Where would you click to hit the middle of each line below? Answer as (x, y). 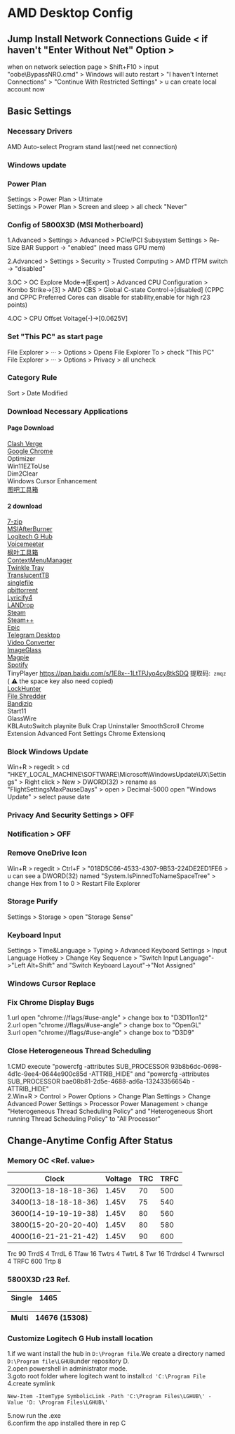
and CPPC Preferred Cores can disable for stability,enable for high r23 (109, 298)
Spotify (18, 665)
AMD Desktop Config (70, 13)
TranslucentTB (28, 576)
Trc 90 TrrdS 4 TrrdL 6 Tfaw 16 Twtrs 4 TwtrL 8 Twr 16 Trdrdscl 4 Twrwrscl (116, 1254)
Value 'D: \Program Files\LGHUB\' (58, 1402)
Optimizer (21, 458)
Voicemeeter (26, 544)
